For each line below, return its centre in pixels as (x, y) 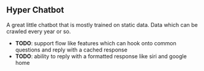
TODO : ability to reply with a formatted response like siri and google (101, 56)
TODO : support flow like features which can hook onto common (96, 43)
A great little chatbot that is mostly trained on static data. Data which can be (102, 24)
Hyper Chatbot (35, 10)
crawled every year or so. (39, 31)
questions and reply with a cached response (71, 50)
